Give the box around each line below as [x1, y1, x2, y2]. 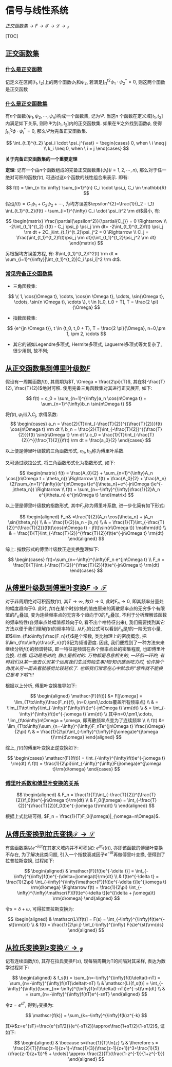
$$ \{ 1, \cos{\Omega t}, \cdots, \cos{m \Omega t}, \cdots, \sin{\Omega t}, [8, 293, 164, 299]
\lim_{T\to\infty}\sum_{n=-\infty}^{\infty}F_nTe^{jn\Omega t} [7, 723, 133, 729]
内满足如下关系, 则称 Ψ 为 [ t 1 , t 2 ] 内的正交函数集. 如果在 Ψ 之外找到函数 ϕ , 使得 [5, 120, 162, 128]
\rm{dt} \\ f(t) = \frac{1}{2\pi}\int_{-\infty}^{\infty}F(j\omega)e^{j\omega [11, 760, 162, 767]
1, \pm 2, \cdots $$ [66, 330, 106, 337]
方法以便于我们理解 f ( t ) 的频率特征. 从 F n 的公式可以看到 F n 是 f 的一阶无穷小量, [5, 626, 162, 633]
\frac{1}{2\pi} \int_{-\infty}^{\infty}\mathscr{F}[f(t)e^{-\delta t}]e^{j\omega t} [6, 879, 167, 885]
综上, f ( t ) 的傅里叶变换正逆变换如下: [5, 745, 79, 751]
